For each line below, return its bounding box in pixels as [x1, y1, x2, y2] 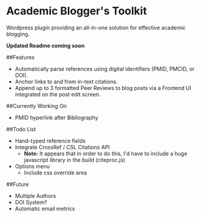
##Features [6, 53, 35, 61]
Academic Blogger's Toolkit [6, 4, 147, 18]
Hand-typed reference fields [14, 137, 86, 144]
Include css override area [23, 169, 87, 176]
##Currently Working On [6, 102, 67, 109]
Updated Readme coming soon [6, 42, 85, 49]
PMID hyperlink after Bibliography [14, 114, 98, 121]
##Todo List [6, 125, 36, 132]
